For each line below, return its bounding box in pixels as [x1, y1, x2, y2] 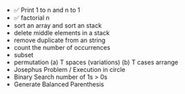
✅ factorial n [13, 14, 50, 21]
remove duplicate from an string [13, 36, 106, 44]
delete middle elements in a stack [13, 29, 110, 37]
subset [13, 51, 34, 59]
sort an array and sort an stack [13, 21, 102, 30]
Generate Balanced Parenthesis [13, 80, 105, 88]
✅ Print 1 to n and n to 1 [13, 6, 81, 14]
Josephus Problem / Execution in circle [13, 66, 126, 73]
